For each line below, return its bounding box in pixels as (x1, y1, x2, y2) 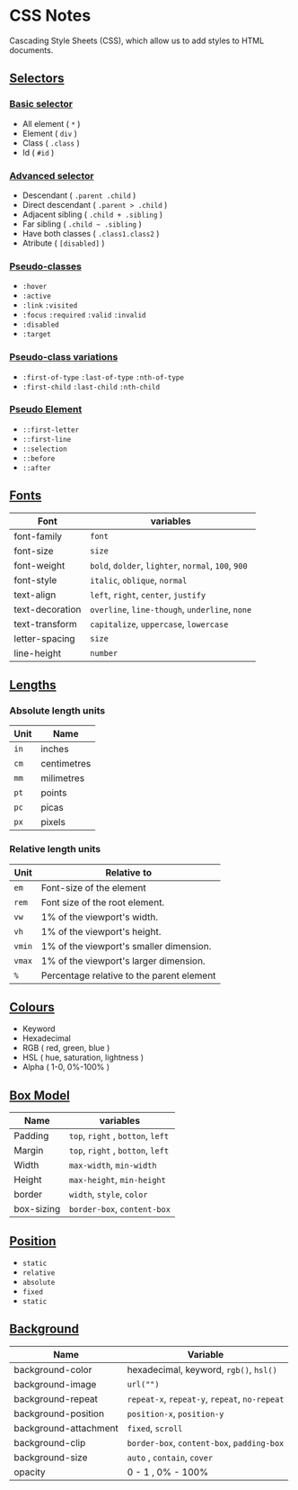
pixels (39, 816, 66, 829)
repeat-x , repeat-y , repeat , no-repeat (127, 1392, 285, 1405)
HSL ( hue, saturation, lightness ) (22, 1052, 145, 1063)
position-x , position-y (127, 1407, 224, 1420)
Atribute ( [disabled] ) (22, 238, 105, 248)
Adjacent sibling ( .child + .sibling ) (22, 209, 163, 220)
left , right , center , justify (89, 588, 206, 601)
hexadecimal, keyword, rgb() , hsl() (127, 1363, 278, 1376)
